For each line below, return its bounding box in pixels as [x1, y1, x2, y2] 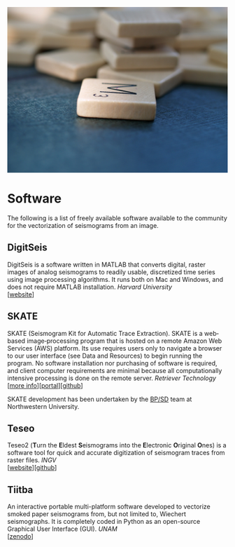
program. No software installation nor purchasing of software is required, [7, 358, 218, 367]
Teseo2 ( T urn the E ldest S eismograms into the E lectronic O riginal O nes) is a [7, 441, 227, 450]
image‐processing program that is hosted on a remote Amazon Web [27, 337, 222, 345]
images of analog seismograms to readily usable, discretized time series [7, 267, 215, 276]
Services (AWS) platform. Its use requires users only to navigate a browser [7, 344, 222, 352]
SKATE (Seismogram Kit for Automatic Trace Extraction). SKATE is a [7, 329, 203, 337]
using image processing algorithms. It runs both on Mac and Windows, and [7, 275, 224, 283]
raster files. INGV [7, 456, 57, 464]
